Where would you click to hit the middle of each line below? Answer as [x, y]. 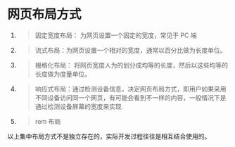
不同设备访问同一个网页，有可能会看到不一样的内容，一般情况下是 [131, 97]
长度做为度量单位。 [63, 74]
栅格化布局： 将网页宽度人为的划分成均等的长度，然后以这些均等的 [132, 65]
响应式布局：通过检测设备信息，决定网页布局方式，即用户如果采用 [131, 89]
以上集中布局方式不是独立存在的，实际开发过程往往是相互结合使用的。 [109, 136]
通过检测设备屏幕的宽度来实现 [78, 106]
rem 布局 [48, 121]
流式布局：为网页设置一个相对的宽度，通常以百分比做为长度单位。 [131, 50]
